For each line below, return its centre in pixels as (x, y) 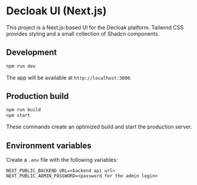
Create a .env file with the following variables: (62, 160)
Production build (38, 96)
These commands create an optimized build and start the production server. (99, 127)
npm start (18, 115)
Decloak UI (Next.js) (56, 11)
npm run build (24, 110)
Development (32, 53)
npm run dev (21, 66)
